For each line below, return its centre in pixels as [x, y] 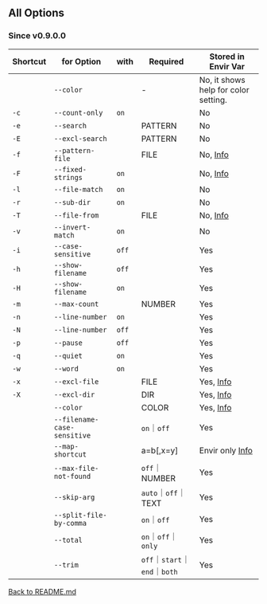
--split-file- [81, 515]
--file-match [79, 189]
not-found [73, 476]
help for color [224, 89]
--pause [69, 343]
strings [69, 177]
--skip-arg [75, 497]
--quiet [69, 355]
